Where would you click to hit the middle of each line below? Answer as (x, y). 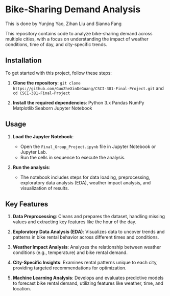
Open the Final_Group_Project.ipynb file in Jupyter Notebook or (88, 146)
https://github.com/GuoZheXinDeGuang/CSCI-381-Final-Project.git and (88, 88)
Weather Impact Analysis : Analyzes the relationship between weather (87, 247)
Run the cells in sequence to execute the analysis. (73, 157)
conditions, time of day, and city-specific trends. (56, 44)
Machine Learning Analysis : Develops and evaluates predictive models (88, 278)
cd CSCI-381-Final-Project (41, 93)
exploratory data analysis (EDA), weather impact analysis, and (86, 182)
